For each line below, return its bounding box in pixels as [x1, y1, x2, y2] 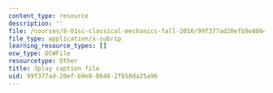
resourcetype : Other [8, 57, 79, 66]
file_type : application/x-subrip [8, 34, 122, 43]
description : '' [8, 19, 63, 27]
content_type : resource [8, 11, 89, 20]
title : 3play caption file [8, 65, 100, 73]
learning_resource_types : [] [8, 42, 107, 50]
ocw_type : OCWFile [8, 49, 71, 57]
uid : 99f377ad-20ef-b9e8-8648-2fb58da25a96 [8, 72, 158, 80]
